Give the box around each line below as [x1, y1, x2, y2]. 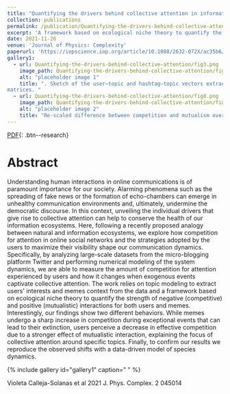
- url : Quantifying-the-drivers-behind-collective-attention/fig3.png [13, 61, 219, 68]
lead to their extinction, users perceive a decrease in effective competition [7, 323, 217, 331]
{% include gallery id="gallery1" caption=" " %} [7, 365, 141, 373]
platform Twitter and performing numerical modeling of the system [7, 258, 195, 266]
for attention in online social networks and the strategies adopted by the [7, 236, 210, 244]
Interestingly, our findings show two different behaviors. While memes [7, 308, 205, 317]
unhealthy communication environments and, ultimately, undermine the [7, 199, 207, 208]
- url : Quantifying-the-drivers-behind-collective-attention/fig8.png [13, 93, 219, 100]
